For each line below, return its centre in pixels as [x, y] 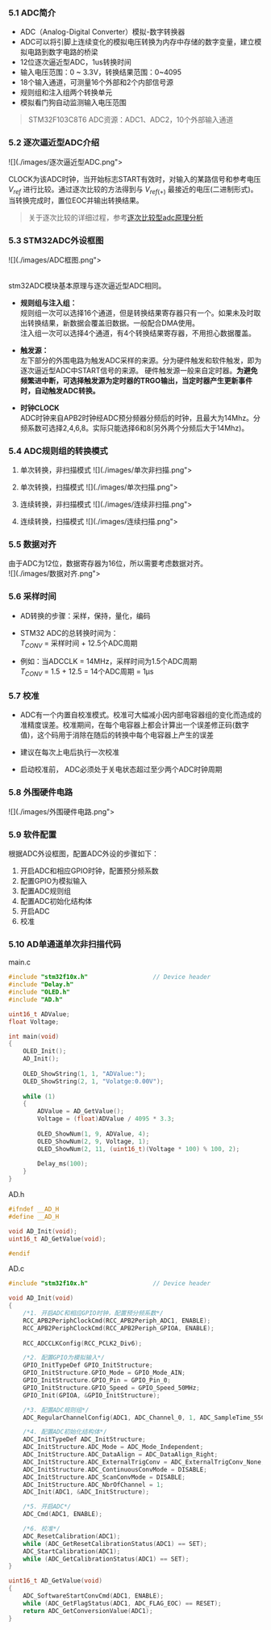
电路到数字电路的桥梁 [63, 52]
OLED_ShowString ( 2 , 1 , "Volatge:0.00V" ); [93, 1081]
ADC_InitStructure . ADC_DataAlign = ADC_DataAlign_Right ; [121, 1455]
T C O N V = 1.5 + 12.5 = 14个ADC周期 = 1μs [87, 672]
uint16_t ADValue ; [39, 1014]
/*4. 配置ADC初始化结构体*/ [65, 1432]
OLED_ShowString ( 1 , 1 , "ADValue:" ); [85, 1073]
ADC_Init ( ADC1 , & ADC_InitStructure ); [86, 1492]
